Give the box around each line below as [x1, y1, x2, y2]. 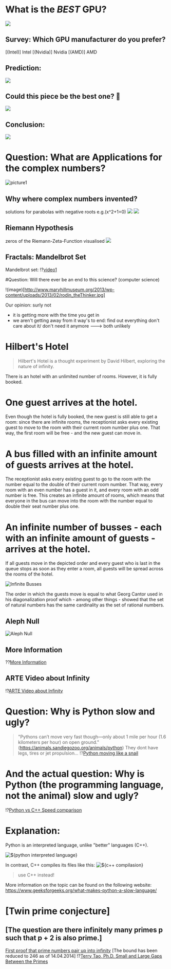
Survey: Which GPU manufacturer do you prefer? [5, 35, 166, 44]
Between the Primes [5, 958, 48, 964]
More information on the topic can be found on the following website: [5, 882, 152, 888]
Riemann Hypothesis [5, 224, 73, 232]
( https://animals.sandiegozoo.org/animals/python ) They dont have [17, 744, 158, 750]
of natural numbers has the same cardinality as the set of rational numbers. [5, 602, 164, 608]
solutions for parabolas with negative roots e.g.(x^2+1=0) [5, 208, 126, 214]
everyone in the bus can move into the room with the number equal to [5, 498, 153, 504]
